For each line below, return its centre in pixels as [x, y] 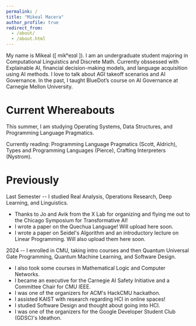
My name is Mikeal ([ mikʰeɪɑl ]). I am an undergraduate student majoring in [97, 55]
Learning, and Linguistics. [37, 202]
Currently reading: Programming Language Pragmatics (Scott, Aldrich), [92, 144]
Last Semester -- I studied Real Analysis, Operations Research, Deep [89, 196]
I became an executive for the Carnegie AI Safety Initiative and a [92, 280]
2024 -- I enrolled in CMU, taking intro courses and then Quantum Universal [97, 250]
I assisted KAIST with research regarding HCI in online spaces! [90, 299]
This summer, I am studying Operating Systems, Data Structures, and [89, 126]
